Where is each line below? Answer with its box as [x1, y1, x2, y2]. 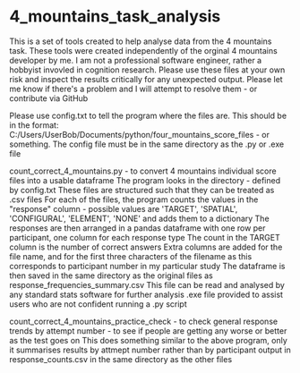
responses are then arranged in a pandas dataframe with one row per [9, 222, 266, 233]
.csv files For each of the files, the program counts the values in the [9, 194, 259, 205]
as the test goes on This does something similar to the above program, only [9, 335, 288, 345]
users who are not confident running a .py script [9, 298, 187, 309]
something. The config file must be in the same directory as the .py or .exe [9, 139, 285, 149]
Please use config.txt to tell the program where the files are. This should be [9, 110, 287, 121]
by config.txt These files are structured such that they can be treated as [9, 184, 275, 195]
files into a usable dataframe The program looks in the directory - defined [9, 174, 280, 185]
